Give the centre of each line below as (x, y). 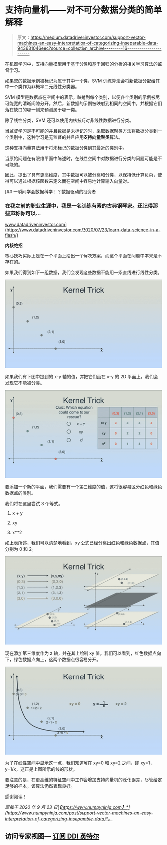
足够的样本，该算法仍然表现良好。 (40, 786)
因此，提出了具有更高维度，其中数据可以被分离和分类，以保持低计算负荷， (81, 175)
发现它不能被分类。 (25, 383)
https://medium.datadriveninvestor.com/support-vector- (88, 37)
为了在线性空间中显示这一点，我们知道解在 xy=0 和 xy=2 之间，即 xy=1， (80, 763)
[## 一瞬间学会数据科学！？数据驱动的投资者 (51, 191)
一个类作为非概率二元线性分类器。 (44, 86)
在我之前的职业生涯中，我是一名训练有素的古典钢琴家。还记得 (79, 206)
